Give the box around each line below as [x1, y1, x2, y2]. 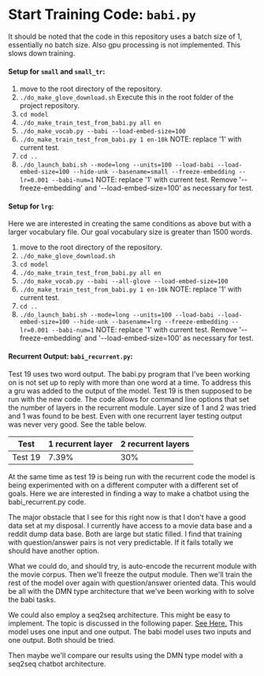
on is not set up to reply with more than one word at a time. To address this [8, 377, 251, 387]
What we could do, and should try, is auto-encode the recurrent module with [8, 561, 257, 570]
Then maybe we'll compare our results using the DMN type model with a [8, 650, 244, 660]
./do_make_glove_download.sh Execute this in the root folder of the [19, 92, 234, 102]
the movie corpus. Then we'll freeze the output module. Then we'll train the [8, 569, 253, 579]
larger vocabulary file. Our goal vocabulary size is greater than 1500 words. [8, 227, 253, 237]
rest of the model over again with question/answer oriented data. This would [8, 578, 256, 588]
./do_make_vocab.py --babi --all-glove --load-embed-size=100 [19, 278, 229, 286]
